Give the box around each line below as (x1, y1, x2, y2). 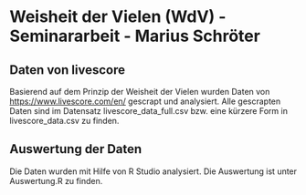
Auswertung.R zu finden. (9, 175, 103, 186)
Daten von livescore (9, 62, 126, 77)
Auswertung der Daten (9, 141, 142, 157)
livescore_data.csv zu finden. (9, 116, 120, 126)
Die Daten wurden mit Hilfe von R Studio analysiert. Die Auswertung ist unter (9, 166, 298, 177)
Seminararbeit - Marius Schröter (9, 26, 260, 46)
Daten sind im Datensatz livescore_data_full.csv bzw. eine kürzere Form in (9, 106, 288, 116)
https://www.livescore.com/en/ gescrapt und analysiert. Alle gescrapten (9, 96, 281, 107)
